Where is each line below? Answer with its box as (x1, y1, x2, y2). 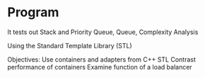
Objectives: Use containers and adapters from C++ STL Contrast (7, 55, 197, 64)
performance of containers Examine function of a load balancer (7, 62, 192, 71)
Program (7, 4, 59, 21)
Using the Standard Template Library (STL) (7, 41, 132, 50)
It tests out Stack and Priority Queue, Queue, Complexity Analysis (7, 28, 199, 36)
